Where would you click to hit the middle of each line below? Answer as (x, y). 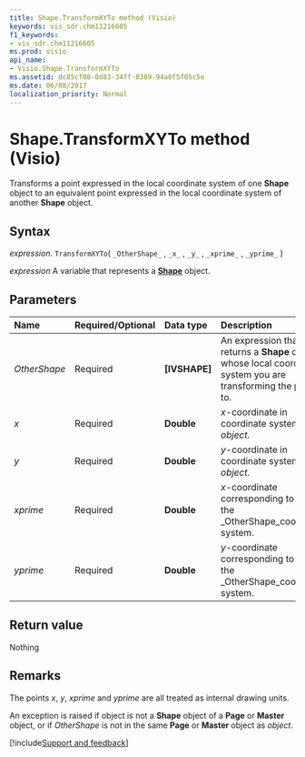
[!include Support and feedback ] (69, 742)
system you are (254, 375)
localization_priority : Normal (69, 94)
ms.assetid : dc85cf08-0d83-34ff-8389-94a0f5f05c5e (107, 77)
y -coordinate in (254, 449)
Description (246, 326)
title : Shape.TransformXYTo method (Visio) (93, 18)
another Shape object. (51, 203)
